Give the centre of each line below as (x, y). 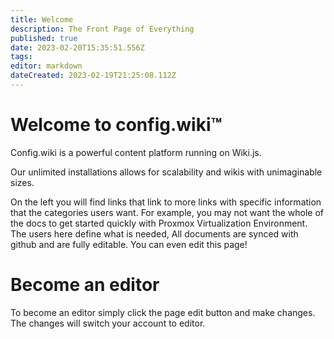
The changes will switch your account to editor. (108, 323)
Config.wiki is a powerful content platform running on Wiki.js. (136, 152)
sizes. (22, 182)
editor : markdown (46, 66)
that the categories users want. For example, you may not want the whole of (167, 212)
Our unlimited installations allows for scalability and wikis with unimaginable (166, 172)
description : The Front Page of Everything (102, 29)
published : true (44, 38)
